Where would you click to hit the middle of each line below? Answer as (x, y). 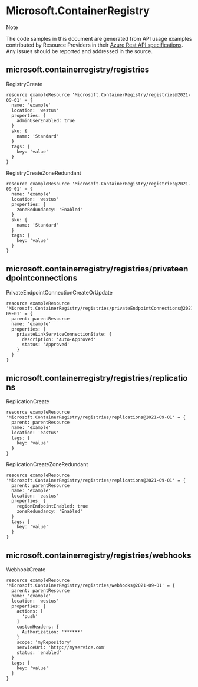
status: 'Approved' (45, 344)
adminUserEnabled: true (46, 120)
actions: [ (30, 611)
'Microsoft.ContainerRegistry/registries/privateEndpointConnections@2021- (101, 308)
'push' (30, 617)
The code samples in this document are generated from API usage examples (99, 38)
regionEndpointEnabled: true (52, 506)
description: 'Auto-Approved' (59, 339)
